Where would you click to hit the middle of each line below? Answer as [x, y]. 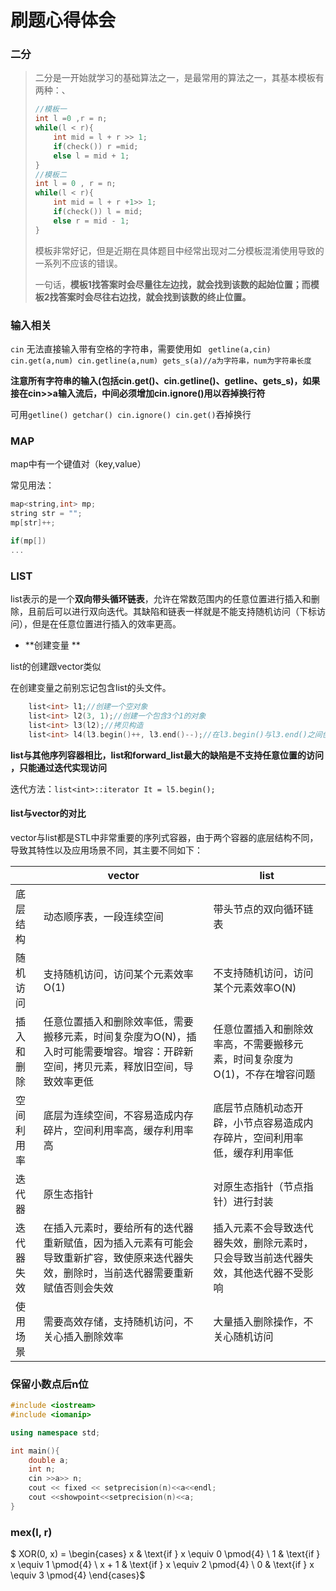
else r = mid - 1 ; [91, 221]
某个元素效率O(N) [255, 988]
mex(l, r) [31, 1532]
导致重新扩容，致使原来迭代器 [113, 1258]
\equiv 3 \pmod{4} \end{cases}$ [78, 1575]
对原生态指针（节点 [258, 1186]
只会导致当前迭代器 [258, 1258]
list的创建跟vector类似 [56, 666]
